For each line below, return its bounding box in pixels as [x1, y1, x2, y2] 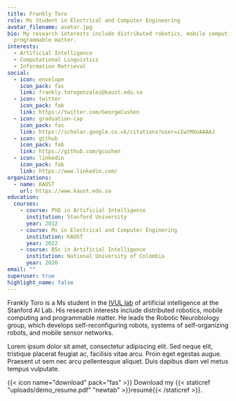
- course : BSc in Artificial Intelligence [20, 246, 146, 254]
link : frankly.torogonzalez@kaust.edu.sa [20, 89, 143, 96]
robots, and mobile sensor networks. [7, 328, 114, 337]
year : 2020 [25, 259, 58, 266]
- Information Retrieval [13, 63, 86, 70]
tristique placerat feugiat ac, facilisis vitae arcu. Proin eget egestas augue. [7, 350, 222, 358]
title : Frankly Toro [7, 10, 68, 18]
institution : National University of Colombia [25, 253, 165, 260]
